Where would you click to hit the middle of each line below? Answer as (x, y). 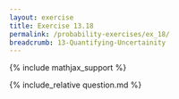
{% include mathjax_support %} (68, 68)
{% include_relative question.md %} (76, 85)
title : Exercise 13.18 (51, 26)
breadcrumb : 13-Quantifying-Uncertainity (88, 42)
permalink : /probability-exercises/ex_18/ (89, 34)
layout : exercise (42, 17)
